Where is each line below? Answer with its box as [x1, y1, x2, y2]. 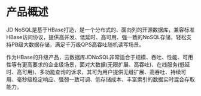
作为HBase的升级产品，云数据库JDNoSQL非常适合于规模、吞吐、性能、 [6, 53, 183, 60]
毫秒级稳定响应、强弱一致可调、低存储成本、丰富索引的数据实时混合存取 [16, 75, 195, 83]
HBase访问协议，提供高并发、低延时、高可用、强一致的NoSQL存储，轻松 [6, 33, 187, 40]
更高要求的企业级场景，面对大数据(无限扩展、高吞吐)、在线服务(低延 [22, 60, 190, 68]
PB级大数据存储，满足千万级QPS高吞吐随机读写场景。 [11, 41, 145, 48]
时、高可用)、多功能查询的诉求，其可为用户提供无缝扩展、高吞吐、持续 [6, 68, 181, 75]
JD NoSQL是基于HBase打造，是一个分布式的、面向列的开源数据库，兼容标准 [6, 26, 195, 33]
